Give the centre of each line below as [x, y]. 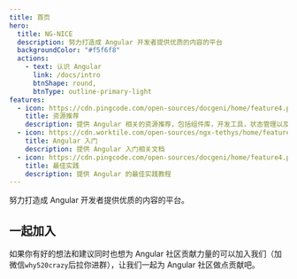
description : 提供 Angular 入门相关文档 [95, 149]
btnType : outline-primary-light [92, 91]
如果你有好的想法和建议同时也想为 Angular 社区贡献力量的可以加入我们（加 [146, 254]
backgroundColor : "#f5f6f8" [69, 50]
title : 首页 [30, 17]
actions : [33, 58]
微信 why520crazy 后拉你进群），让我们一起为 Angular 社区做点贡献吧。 [134, 265]
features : [27, 100]
